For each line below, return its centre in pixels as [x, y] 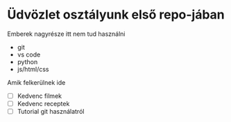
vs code [29, 54]
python [27, 61]
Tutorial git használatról [51, 112]
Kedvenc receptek [43, 104]
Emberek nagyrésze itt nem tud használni [66, 34]
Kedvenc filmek [40, 96]
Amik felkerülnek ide [36, 82]
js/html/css [33, 69]
